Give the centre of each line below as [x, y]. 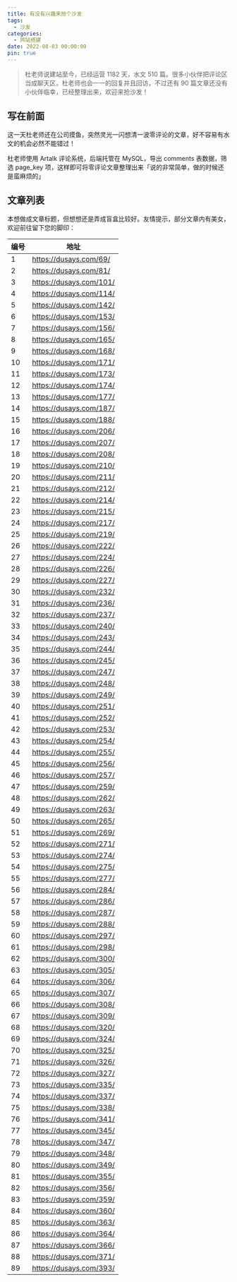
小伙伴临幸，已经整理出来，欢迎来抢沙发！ [86, 92]
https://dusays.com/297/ [73, 936]
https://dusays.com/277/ [73, 878]
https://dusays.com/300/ [73, 958]
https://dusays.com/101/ [73, 282]
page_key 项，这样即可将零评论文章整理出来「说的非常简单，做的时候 [117, 167]
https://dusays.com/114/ [73, 294]
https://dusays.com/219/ [73, 534]
